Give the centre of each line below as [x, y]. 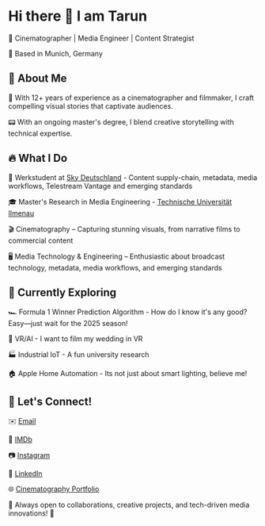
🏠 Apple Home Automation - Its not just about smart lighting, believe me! [128, 374]
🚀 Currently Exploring [62, 292]
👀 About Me [38, 79]
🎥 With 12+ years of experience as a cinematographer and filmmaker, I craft [131, 98]
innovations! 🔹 [31, 513]
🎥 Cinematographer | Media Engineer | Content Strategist [101, 38]
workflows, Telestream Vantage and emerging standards [100, 186]
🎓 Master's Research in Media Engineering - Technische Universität [120, 202]
